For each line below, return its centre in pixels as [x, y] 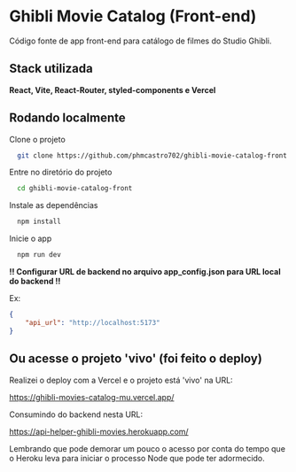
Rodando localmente [67, 118]
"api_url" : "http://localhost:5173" [93, 322]
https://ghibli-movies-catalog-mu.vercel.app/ [92, 397]
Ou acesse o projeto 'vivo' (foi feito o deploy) [136, 359]
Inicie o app [31, 239]
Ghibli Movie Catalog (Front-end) [133, 16]
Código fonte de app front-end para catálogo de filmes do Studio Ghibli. [140, 41]
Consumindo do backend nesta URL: [76, 414]
